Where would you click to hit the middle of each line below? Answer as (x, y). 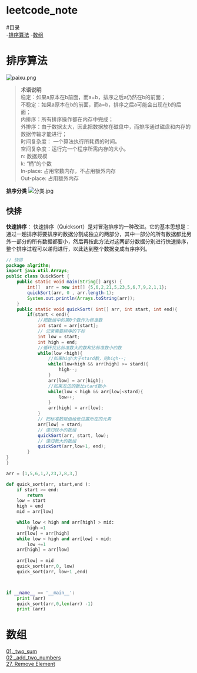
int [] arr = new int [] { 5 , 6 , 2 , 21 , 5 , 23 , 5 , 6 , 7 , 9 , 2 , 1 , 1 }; (97, 288)
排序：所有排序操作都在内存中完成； (69, 119)
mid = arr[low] (35, 512)
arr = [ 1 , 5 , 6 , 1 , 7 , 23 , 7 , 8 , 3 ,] (42, 473)
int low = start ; (59, 336)
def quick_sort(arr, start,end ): (49, 484)
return (35, 495)
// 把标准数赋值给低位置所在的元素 (74, 419)
